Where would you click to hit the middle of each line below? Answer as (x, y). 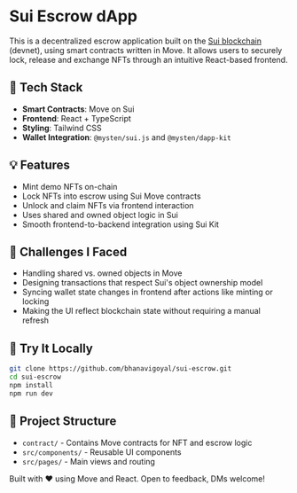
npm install (31, 385)
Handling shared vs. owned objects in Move (102, 273)
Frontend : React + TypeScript (76, 118)
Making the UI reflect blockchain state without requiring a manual (141, 311)
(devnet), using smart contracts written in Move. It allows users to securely (146, 50)
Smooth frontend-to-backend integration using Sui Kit (121, 224)
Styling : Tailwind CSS (62, 128)
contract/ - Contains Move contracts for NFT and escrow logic (137, 442)
